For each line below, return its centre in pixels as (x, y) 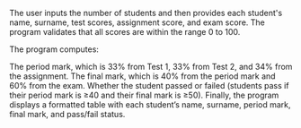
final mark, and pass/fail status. (67, 114)
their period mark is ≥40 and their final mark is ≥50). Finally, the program (144, 95)
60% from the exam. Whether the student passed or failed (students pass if (149, 85)
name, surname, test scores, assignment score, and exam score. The (137, 22)
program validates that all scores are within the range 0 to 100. (125, 32)
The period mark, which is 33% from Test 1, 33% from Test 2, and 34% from (151, 67)
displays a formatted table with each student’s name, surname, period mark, (150, 105)
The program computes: (54, 49)
